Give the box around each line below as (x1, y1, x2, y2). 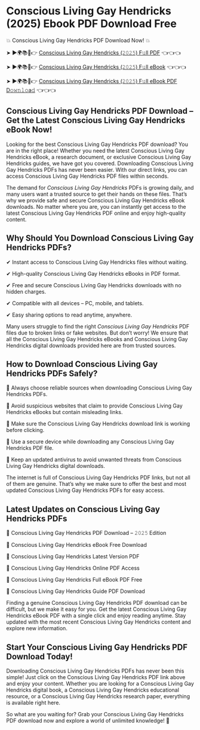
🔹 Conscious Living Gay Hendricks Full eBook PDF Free (6, 576, 143, 583)
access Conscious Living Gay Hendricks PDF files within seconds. (6, 172, 169, 180)
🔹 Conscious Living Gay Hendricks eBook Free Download (6, 542, 147, 549)
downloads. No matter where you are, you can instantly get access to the (6, 203, 186, 210)
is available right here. (6, 699, 61, 706)
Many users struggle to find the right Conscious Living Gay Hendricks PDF (6, 323, 190, 330)
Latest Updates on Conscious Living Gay (6, 504, 160, 514)
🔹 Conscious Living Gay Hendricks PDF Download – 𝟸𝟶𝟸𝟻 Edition (6, 530, 167, 537)
